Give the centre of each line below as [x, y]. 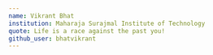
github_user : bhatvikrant [52, 38]
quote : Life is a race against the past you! [87, 31]
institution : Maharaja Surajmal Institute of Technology [107, 23]
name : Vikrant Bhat [41, 16]
